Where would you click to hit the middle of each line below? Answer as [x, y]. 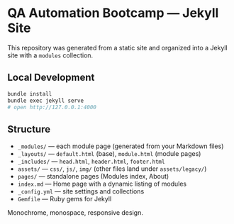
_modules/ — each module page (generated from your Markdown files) [121, 146]
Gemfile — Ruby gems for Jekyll [65, 199]
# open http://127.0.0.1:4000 [52, 107]
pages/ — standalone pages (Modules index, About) [93, 177]
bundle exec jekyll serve [45, 101]
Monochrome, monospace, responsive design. [75, 213]
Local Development [51, 78]
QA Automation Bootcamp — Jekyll [113, 13]
